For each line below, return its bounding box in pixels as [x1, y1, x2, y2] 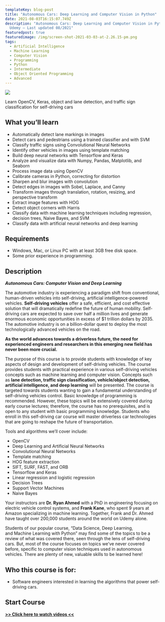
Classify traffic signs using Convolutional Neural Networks [12, 141, 131, 148]
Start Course [5, 598, 45, 607]
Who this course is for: [5, 565, 76, 574]
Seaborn [12, 163, 30, 169]
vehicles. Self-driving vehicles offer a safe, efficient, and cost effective [5, 300, 150, 306]
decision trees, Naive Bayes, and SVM [12, 215, 89, 221]
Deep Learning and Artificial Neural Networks [12, 443, 105, 449]
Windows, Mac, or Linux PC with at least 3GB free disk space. [12, 247, 137, 254]
